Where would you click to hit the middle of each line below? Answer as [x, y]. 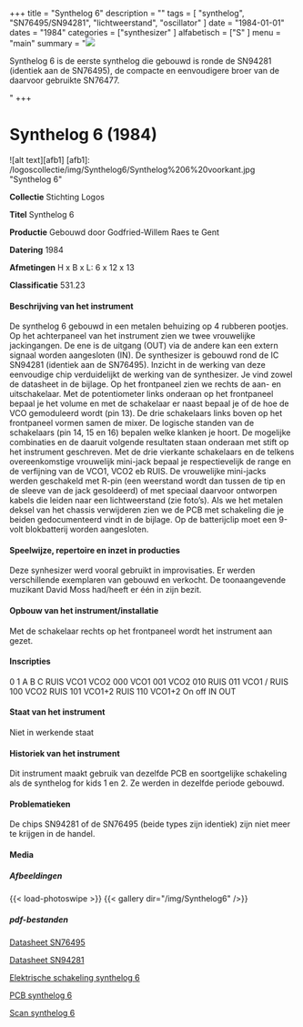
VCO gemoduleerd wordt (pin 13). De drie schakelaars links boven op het [146, 413]
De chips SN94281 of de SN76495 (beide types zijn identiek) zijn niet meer [150, 824]
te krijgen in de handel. [52, 834]
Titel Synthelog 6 [42, 214]
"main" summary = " [48, 43]
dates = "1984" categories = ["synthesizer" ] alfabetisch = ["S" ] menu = [145, 32]
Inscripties [30, 661]
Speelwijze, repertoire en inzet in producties [95, 550]
